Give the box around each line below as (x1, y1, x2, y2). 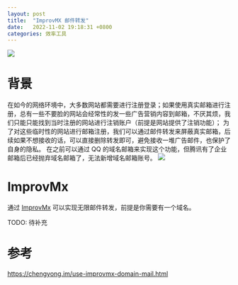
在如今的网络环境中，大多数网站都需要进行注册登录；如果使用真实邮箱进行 (7, 100, 225, 110)
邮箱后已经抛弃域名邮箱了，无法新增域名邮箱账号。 (7, 153, 157, 163)
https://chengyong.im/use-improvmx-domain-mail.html (7, 269, 169, 278)
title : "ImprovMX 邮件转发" (7, 17, 89, 24)
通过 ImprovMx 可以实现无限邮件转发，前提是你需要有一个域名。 (7, 203, 195, 212)
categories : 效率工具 (7, 30, 67, 37)
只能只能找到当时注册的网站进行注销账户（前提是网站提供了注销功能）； (13, 118, 222, 127)
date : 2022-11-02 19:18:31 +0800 (7, 23, 113, 30)
